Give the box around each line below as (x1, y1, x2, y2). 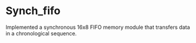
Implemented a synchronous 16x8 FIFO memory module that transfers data (5, 24, 191, 31)
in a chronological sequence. (5, 29, 77, 37)
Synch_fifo (5, 4, 61, 18)
